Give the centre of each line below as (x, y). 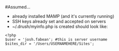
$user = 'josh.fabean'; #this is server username (56, 39)
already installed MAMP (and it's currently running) (63, 16)
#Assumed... (18, 7)
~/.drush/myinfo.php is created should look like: (60, 26)
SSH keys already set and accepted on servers (59, 21)
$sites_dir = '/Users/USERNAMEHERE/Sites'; (50, 44)
